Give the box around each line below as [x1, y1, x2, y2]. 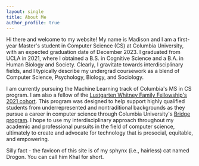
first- [178, 36, 190, 43]
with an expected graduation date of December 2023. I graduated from [6, 49, 181, 56]
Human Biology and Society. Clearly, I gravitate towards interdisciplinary [6, 61, 184, 68]
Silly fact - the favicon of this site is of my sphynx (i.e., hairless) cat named [6, 147, 189, 154]
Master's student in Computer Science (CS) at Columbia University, [18, 42, 184, 49]
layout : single [6, 8, 44, 15]
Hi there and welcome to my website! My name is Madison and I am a [6, 36, 177, 43]
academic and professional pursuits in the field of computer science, [6, 123, 175, 130]
